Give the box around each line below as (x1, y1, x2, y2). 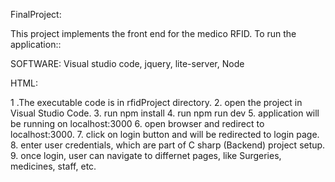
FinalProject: (10, 9, 62, 20)
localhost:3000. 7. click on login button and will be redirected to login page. (10, 129, 320, 140)
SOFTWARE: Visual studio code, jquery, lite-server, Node (10, 58, 245, 69)
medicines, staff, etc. (10, 160, 97, 172)
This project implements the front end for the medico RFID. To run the (10, 28, 297, 39)
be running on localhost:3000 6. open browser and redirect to (10, 118, 265, 129)
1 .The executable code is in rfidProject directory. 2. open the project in (10, 97, 303, 108)
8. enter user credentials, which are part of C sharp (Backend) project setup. (10, 139, 326, 151)
